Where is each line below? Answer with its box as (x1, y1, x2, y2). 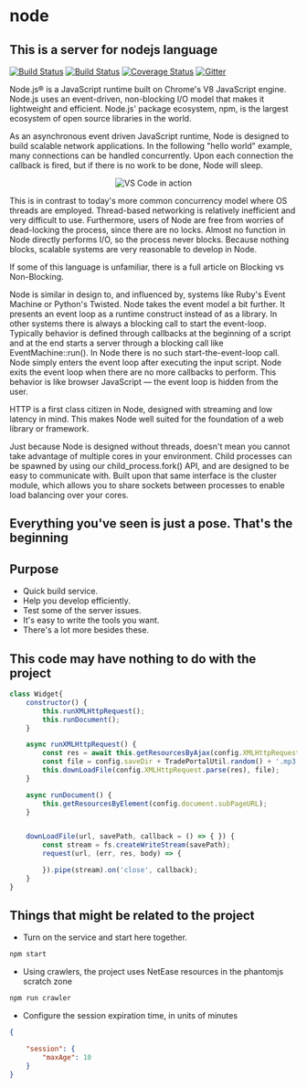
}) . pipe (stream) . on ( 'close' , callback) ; (42, 866, 198, 875)
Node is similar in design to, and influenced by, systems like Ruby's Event (9, 289, 286, 300)
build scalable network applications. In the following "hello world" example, (9, 141, 292, 151)
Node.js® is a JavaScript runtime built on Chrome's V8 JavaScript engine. (9, 84, 287, 94)
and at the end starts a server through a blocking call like (9, 337, 224, 348)
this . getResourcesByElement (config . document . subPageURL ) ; (42, 799, 268, 808)
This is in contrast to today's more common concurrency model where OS (9, 196, 288, 206)
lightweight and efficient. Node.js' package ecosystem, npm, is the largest (9, 103, 290, 114)
